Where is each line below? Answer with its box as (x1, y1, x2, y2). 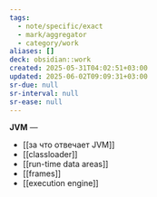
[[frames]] (22, 168, 62, 179)
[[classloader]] (22, 149, 78, 160)
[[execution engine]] (22, 178, 99, 189)
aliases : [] (9, 47, 54, 56)
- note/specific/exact (17, 22, 103, 31)
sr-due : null (9, 80, 59, 89)
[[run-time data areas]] (22, 159, 109, 170)
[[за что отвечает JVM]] (22, 139, 115, 150)
